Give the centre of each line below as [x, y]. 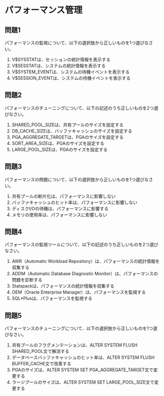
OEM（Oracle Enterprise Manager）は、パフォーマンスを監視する [79, 292]
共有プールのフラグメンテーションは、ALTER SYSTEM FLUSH [75, 345]
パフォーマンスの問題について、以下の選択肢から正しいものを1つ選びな [77, 179]
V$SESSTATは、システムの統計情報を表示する [59, 66]
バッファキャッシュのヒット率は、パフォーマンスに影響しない [75, 202]
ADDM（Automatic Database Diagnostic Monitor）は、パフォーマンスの [85, 274]
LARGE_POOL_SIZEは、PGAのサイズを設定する [60, 149]
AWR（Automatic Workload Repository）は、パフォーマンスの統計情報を [86, 261]
